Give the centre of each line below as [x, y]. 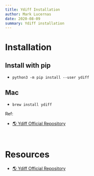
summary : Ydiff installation [35, 23]
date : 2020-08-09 [23, 19]
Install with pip [28, 65]
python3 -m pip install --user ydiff [51, 78]
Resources [27, 155]
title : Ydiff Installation [33, 10]
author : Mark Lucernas [28, 14]
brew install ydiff [32, 105]
